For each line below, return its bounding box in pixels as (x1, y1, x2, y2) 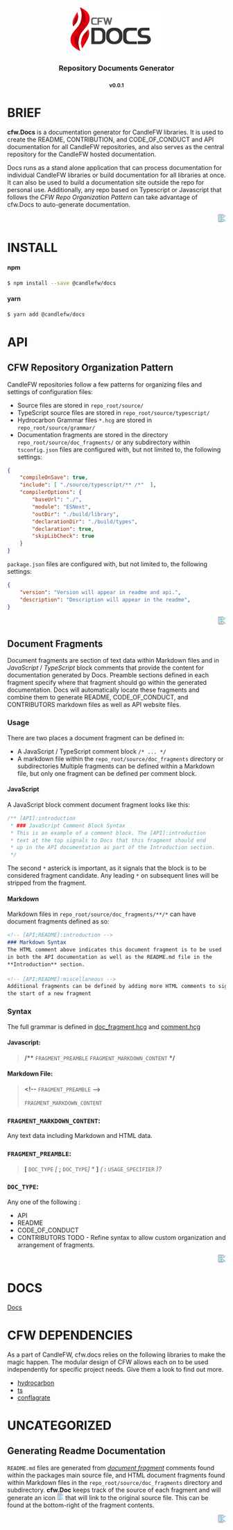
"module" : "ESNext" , (32, 503, 92, 510)
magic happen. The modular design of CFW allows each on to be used (7, 1357, 209, 1366)
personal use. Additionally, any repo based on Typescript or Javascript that (7, 186, 222, 194)
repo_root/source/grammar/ (17, 424, 96, 432)
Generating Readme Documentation (7, 1445, 166, 1457)
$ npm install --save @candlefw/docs (7, 280, 116, 287)
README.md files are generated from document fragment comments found (7, 1463, 215, 1472)
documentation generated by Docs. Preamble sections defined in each (7, 671, 209, 679)
